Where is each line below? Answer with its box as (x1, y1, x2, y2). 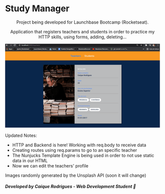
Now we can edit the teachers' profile (12, 163, 88, 168)
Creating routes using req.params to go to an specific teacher (12, 147, 137, 153)
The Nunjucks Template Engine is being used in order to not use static (12, 152, 155, 158)
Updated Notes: (5, 132, 37, 138)
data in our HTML (12, 158, 48, 164)
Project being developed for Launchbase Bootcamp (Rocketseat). (16, 19, 149, 25)
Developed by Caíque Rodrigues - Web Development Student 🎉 (5, 184, 137, 190)
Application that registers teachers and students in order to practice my (10, 28, 155, 34)
